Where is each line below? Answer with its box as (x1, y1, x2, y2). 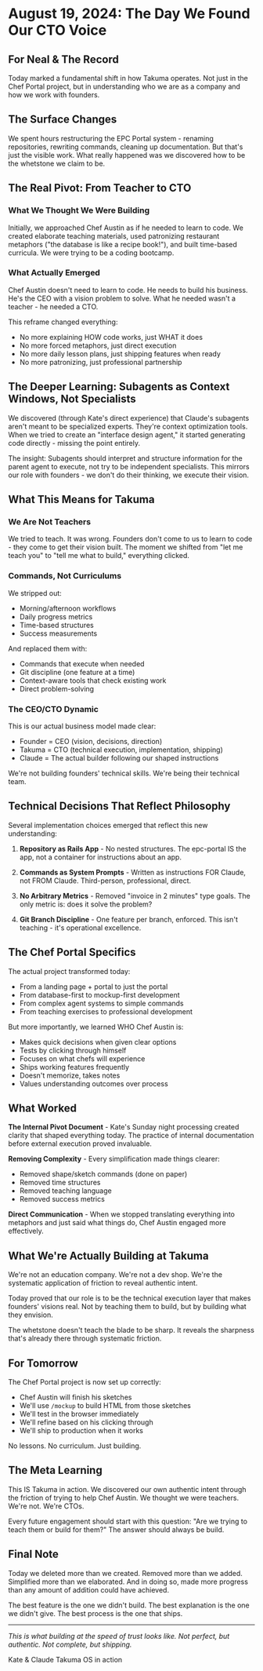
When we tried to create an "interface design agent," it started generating (8, 429, 246, 440)
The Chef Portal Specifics (8, 946, 136, 959)
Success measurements (19, 629, 98, 638)
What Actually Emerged (8, 268, 100, 279)
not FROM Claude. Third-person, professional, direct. (19, 876, 192, 885)
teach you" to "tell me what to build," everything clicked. (8, 551, 190, 560)
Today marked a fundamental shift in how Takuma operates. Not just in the (8, 74, 248, 82)
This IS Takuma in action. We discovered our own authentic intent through (8, 1484, 247, 1494)
